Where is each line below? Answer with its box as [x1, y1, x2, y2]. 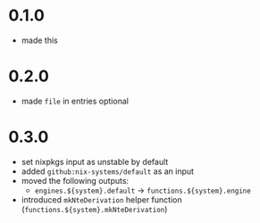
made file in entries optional [21, 95, 129, 106]
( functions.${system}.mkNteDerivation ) [21, 203, 168, 214]
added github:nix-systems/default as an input [21, 166, 194, 177]
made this [21, 35, 59, 45]
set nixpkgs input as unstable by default [21, 156, 169, 167]
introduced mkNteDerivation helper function [21, 194, 182, 205]
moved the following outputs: [21, 175, 130, 186]
